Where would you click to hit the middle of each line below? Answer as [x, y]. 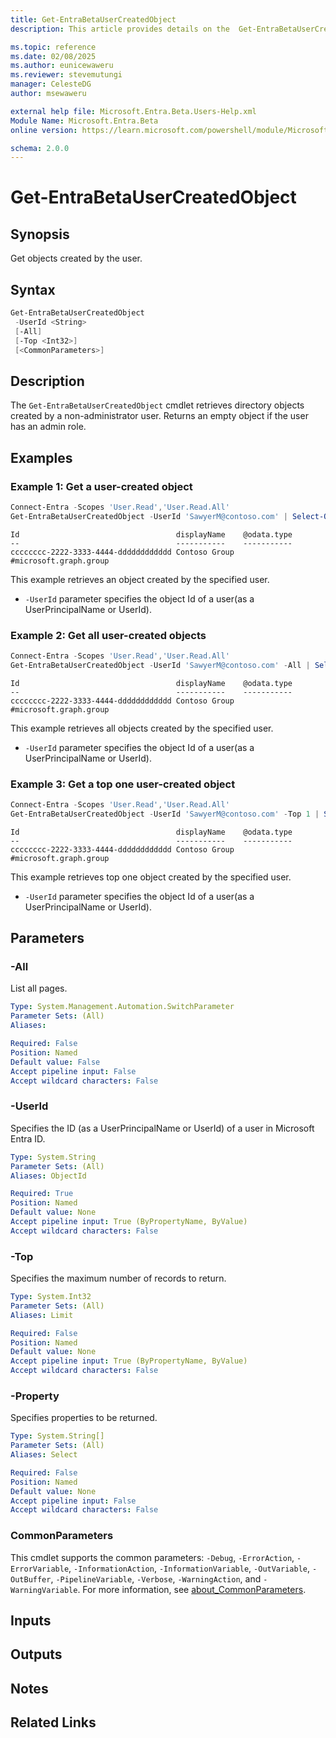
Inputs [31, 1621]
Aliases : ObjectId [48, 1176]
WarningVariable [44, 1590]
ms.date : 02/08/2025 [53, 56]
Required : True [42, 1194]
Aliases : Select [44, 1455]
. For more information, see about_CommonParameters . [192, 1589]
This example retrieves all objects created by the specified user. [142, 728]
